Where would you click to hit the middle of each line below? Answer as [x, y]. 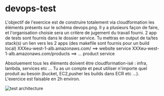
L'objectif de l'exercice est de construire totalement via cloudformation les [80, 22]
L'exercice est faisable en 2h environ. [43, 79]
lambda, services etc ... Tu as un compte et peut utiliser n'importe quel [76, 68]
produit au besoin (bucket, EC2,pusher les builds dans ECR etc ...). [72, 73]
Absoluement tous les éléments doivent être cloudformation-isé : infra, [76, 63]
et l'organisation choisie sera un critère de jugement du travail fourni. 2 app [81, 32]
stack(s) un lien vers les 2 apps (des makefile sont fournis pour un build [77, 43]
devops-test [31, 9]
